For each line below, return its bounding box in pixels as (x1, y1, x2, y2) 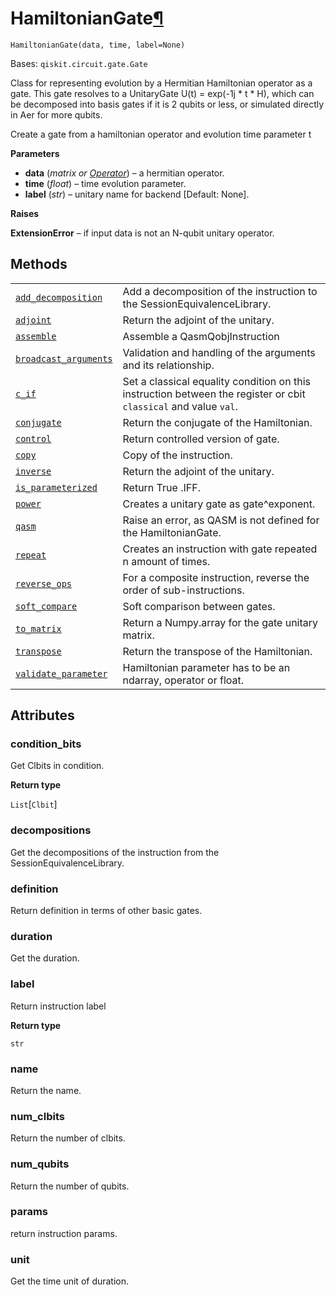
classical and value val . (122, 399, 238, 413)
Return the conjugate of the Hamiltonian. (122, 415, 313, 429)
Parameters (10, 147, 60, 159)
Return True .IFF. (122, 480, 201, 494)
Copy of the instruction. (122, 448, 233, 462)
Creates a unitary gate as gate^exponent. (122, 497, 316, 511)
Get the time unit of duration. (10, 1275, 130, 1287)
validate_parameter (15, 668, 108, 679)
